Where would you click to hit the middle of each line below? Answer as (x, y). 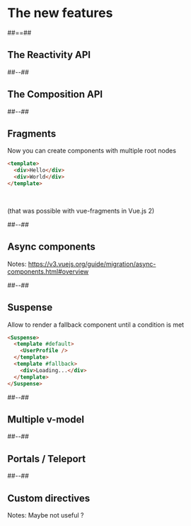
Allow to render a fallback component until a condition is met (96, 325)
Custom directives (49, 498)
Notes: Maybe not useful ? (46, 515)
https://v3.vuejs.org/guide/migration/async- (92, 264)
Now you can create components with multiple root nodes (92, 151)
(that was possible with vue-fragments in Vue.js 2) (81, 211)
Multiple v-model (46, 419)
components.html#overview (48, 272)
